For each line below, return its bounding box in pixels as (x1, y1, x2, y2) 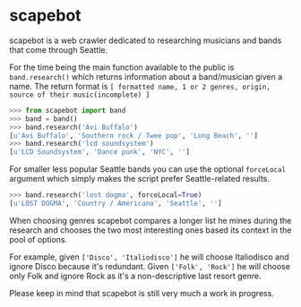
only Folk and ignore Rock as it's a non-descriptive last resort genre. (9, 270, 262, 281)
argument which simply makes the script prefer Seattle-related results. (9, 174, 271, 184)
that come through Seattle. (9, 44, 108, 55)
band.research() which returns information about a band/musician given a (9, 71, 283, 81)
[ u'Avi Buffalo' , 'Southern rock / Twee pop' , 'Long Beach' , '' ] (9, 131, 258, 140)
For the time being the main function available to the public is (9, 62, 235, 72)
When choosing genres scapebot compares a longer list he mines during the (9, 215, 292, 226)
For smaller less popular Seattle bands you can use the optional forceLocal (9, 164, 287, 175)
